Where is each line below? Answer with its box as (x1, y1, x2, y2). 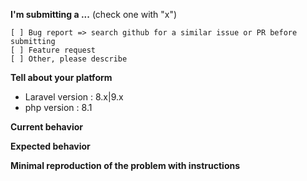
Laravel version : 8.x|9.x (24, 91, 124, 103)
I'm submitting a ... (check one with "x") (10, 9, 178, 20)
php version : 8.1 (24, 102, 93, 113)
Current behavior (10, 121, 83, 133)
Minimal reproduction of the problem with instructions (10, 160, 241, 171)
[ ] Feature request (10, 45, 97, 55)
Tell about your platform (10, 72, 113, 83)
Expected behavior (10, 140, 91, 152)
